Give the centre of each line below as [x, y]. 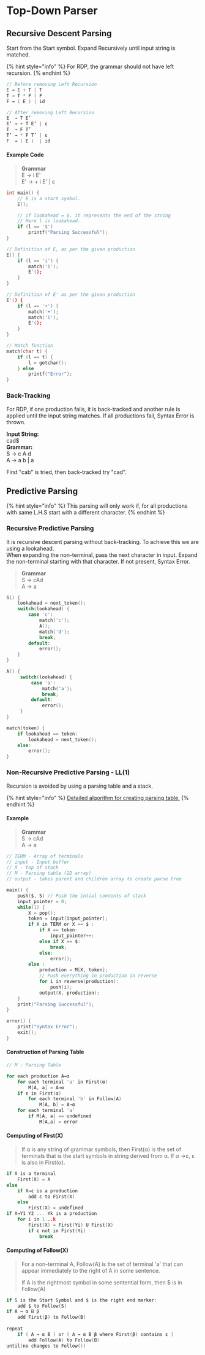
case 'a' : [43, 683]
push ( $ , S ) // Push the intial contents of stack [82, 896]
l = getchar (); [48, 363]
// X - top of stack [33, 868]
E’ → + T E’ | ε [27, 124]
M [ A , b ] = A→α [57, 1105]
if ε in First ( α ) [39, 1093]
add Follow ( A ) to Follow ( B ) [64, 1340]
